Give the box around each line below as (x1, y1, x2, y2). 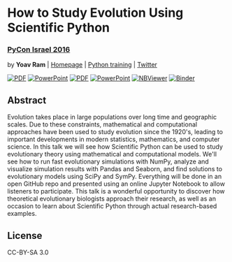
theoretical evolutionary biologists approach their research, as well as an (7, 194, 217, 203)
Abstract (7, 94, 47, 106)
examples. (7, 210, 37, 218)
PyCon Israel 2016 (7, 45, 71, 54)
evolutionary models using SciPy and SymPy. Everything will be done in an (7, 173, 222, 181)
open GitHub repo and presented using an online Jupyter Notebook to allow (7, 180, 226, 188)
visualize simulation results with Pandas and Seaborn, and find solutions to (7, 165, 222, 173)
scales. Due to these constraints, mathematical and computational (7, 120, 198, 129)
